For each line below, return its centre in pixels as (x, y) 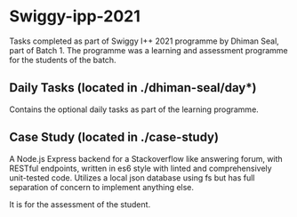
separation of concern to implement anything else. (101, 187)
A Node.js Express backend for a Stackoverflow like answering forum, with (146, 158)
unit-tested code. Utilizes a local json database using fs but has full (132, 177)
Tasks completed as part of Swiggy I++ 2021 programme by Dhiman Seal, (144, 41)
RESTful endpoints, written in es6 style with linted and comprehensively (141, 168)
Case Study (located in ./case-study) (114, 137)
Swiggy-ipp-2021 (75, 16)
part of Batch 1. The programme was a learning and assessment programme (148, 50)
